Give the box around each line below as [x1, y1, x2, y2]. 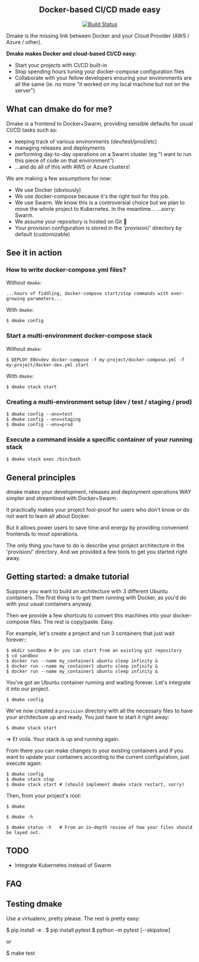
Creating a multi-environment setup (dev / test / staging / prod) [6, 397, 192, 406]
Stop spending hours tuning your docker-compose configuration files [14, 68, 185, 75]
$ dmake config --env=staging [6, 416, 81, 422]
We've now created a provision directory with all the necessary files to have [6, 707, 193, 714]
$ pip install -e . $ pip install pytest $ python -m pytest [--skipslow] [6, 926, 170, 933]
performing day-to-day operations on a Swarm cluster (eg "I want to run [14, 150, 192, 157]
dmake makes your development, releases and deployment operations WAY [6, 488, 191, 496]
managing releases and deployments [14, 144, 106, 151]
